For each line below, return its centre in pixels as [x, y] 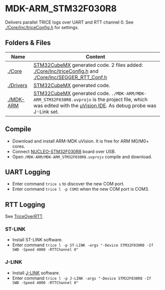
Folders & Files [28, 43]
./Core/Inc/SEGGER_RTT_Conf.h [70, 77]
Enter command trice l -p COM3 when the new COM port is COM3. [81, 189]
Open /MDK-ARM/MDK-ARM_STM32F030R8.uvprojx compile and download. [82, 157]
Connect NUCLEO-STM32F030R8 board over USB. [64, 151]
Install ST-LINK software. [37, 240]
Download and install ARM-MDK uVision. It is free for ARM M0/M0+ [81, 141]
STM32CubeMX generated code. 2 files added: [88, 65]
